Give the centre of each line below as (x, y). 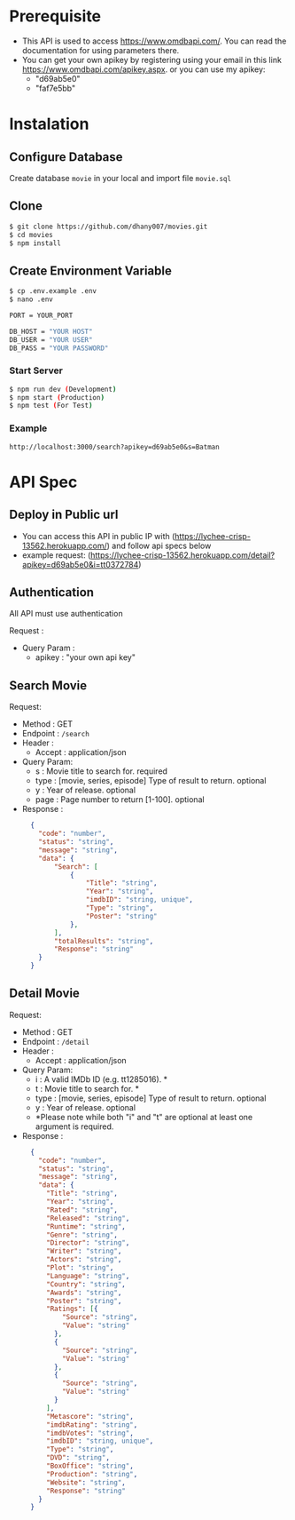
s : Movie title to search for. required (101, 771)
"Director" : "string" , (88, 1243)
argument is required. (74, 1126)
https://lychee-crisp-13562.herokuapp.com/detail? (182, 555)
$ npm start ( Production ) (57, 397)
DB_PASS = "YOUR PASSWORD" (59, 348)
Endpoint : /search (56, 734)
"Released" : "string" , (88, 1218)
